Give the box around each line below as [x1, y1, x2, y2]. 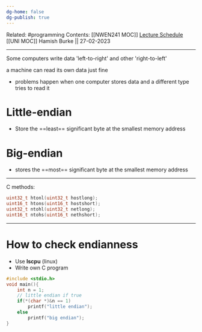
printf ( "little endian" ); [28, 304, 93, 310]
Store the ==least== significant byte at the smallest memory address [14, 125, 186, 132]
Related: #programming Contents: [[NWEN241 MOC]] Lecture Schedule [6, 31, 183, 38]
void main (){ [6, 281, 39, 287]
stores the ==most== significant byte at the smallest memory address [14, 166, 188, 173]
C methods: [6, 183, 35, 191]
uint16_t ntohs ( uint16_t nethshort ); [6, 212, 101, 218]
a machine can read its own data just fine [6, 66, 108, 73]
